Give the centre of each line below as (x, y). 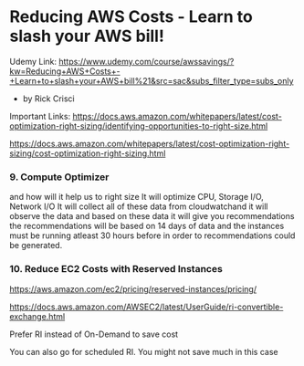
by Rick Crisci (48, 99)
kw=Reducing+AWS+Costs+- (65, 71)
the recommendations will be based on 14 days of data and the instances (147, 226)
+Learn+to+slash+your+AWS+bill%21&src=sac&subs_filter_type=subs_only (152, 80)
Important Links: (40, 116)
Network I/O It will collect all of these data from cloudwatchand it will (139, 206)
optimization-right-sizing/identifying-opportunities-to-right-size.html (139, 126)
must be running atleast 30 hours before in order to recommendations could (152, 235)
